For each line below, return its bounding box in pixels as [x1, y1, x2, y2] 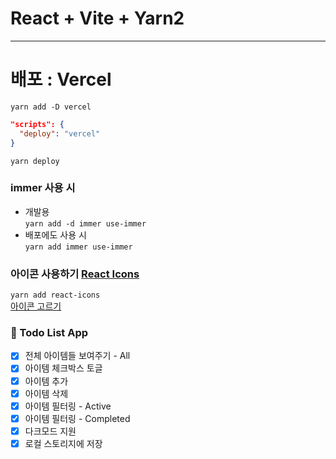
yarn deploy [10, 156, 60, 166]
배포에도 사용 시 [24, 228, 87, 241]
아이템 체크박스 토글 [24, 362, 103, 374]
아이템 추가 [24, 375, 69, 387]
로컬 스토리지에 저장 [24, 437, 103, 449]
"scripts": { [10, 119, 65, 129]
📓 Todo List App [10, 326, 89, 340]
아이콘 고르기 [10, 300, 62, 312]
